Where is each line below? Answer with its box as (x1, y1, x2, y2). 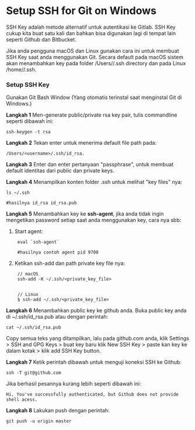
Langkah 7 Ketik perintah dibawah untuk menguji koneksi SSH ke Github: (6, 359, 182, 366)
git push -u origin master (6, 418, 72, 424)
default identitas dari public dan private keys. (6, 167, 115, 174)
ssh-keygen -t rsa (6, 129, 51, 135)
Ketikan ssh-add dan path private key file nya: (14, 260, 126, 267)
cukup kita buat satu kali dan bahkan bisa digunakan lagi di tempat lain (6, 29, 176, 36)
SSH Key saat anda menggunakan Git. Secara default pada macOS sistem (6, 53, 184, 60)
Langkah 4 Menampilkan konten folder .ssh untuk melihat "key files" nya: (6, 179, 183, 186)
